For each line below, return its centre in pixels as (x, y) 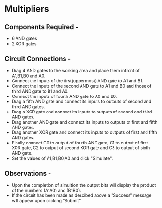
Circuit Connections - (38, 59)
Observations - (28, 173)
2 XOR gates (24, 44)
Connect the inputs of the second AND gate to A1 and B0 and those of (81, 86)
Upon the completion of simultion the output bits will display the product (84, 185)
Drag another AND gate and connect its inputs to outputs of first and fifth (84, 122)
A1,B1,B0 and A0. (28, 76)
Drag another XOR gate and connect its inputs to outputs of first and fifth (84, 132)
